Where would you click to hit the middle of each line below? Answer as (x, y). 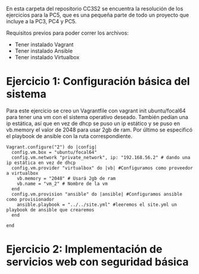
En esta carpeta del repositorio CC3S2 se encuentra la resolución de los (95, 9)
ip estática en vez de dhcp (41, 163)
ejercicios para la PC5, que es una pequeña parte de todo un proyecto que (98, 15)
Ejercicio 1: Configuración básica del (98, 82)
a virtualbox (22, 173)
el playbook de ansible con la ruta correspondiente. (69, 136)
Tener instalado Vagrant (44, 45)
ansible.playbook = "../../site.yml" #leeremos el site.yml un (97, 205)
